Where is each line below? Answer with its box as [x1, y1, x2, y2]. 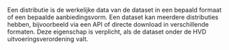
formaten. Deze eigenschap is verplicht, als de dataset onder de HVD [7, 27, 207, 36]
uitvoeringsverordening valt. [7, 35, 89, 43]
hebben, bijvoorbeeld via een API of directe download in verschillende [7, 21, 209, 28]
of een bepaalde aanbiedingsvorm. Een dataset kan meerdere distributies [7, 13, 219, 21]
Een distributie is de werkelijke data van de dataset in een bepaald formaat [7, 6, 222, 14]
